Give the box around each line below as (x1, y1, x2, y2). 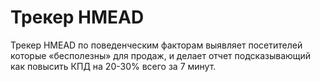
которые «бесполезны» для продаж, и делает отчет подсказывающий (10, 49, 312, 61)
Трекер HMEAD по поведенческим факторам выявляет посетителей (10, 39, 303, 51)
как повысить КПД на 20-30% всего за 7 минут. (10, 60, 217, 72)
